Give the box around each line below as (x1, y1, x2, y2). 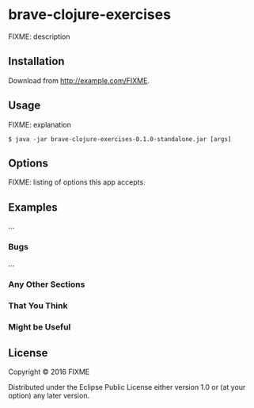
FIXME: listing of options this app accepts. (8, 177, 146, 187)
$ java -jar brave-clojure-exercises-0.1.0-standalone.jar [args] (8, 135, 232, 143)
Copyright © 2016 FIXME (8, 367, 90, 377)
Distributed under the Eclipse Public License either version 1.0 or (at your (8, 383, 246, 392)
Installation (8, 55, 65, 68)
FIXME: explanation (8, 120, 71, 129)
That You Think (8, 300, 68, 311)
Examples (8, 200, 58, 214)
